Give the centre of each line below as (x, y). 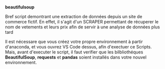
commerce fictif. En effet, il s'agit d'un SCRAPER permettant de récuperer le (82, 22)
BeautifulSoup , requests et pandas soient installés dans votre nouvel (76, 57)
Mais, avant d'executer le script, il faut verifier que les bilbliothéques (74, 52)
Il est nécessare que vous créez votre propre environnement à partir (74, 42)
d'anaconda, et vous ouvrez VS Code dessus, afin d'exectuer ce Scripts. (79, 47)
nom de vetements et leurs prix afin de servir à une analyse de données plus (82, 27)
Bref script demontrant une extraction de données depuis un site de (74, 16)
